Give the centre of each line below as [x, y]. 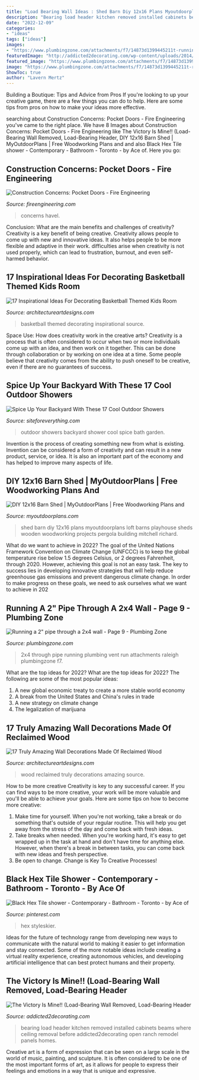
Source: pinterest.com [33, 914]
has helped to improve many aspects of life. [60, 462]
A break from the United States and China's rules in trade [84, 697]
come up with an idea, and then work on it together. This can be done [91, 348]
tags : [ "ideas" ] [26, 39]
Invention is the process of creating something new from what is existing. [96, 443]
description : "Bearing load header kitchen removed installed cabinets [96, 17]
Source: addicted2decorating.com [48, 1016]
